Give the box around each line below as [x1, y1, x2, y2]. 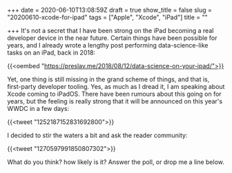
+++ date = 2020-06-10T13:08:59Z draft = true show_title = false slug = [7, 6, 213, 14]
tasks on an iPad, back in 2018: [7, 48, 95, 57]
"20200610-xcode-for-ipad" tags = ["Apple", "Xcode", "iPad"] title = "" [7, 13, 209, 21]
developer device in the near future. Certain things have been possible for [7, 34, 217, 42]
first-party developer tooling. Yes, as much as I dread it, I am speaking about [7, 83, 225, 90]
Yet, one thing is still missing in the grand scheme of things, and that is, [7, 75, 210, 83]
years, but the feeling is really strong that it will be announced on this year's [7, 97, 223, 105]
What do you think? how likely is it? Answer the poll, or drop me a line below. [7, 158, 224, 166]
